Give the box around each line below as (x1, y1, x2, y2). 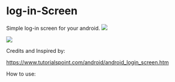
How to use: (6, 70, 36, 77)
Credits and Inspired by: (6, 47, 66, 54)
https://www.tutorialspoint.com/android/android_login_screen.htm (6, 58, 169, 66)
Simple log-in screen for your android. (6, 24, 101, 31)
